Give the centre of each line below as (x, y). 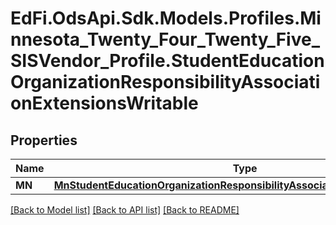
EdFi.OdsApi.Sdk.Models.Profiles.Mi (166, 18)
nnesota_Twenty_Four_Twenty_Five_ (165, 39)
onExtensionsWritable (104, 103)
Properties (44, 140)
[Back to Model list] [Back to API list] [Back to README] (125, 210)
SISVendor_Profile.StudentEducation (167, 61)
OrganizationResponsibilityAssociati (165, 82)
